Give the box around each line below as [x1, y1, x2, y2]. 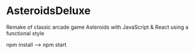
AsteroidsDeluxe [6, 4, 91, 18]
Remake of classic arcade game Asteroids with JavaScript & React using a [6, 23, 189, 31]
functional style [6, 29, 45, 36]
